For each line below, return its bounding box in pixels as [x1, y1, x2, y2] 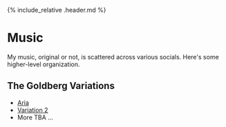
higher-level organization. [7, 60, 81, 68]
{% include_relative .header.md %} [7, 6, 106, 14]
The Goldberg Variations [7, 80, 115, 92]
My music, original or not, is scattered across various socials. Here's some [7, 52, 219, 61]
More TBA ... [17, 113, 53, 121]
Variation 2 [17, 106, 48, 114]
